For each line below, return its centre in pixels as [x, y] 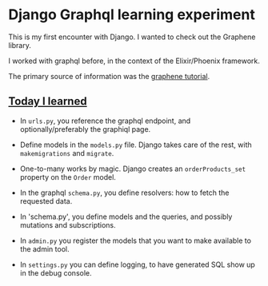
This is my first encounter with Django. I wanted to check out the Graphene [132, 37]
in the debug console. [56, 272]
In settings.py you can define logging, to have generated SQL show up [138, 264]
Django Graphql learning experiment [132, 15]
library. [20, 45]
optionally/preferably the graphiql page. [85, 129]
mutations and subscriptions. [68, 224]
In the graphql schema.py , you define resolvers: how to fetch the [124, 193]
